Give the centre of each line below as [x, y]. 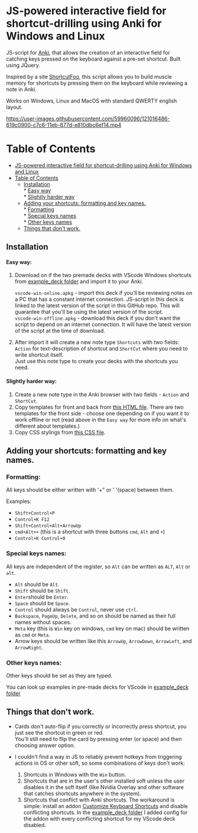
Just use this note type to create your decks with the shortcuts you [96, 361]
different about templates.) [47, 426]
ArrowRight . [29, 647]
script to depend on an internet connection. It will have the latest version [103, 325]
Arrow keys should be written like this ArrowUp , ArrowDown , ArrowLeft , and [103, 641]
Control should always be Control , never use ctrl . [76, 609]
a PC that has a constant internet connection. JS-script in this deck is [99, 299]
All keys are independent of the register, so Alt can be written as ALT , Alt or [98, 566]
